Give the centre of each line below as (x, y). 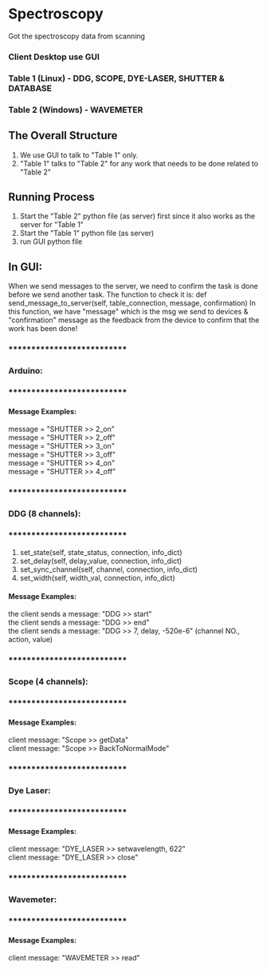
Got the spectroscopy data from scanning (77, 36)
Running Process (51, 197)
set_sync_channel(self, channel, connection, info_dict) (108, 569)
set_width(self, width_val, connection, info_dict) (97, 578)
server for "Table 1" (51, 225)
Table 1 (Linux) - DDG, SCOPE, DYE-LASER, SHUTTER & (116, 78)
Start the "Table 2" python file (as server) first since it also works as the (137, 216)
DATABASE (30, 88)
